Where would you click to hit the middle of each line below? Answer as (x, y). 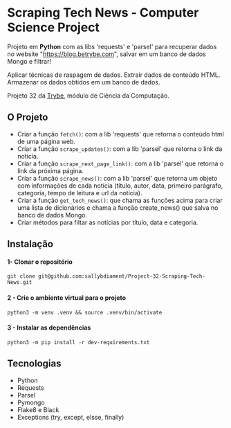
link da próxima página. (50, 170)
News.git (20, 283)
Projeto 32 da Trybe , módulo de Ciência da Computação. (88, 96)
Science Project (54, 27)
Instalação (30, 244)
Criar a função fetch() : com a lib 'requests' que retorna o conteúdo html (121, 134)
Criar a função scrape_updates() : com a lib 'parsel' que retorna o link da (120, 149)
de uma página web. (46, 141)
